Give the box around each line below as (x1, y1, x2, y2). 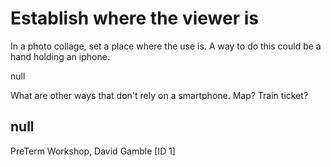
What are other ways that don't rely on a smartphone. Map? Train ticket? (10, 89, 309, 101)
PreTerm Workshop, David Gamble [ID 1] (10, 145, 176, 157)
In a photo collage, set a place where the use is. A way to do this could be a (10, 40, 322, 52)
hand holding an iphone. (10, 50, 110, 62)
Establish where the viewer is (10, 7, 259, 30)
